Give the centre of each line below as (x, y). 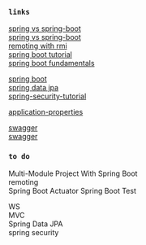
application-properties (46, 112)
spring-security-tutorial (47, 96)
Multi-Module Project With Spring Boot (73, 173)
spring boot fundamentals (52, 63)
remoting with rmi (38, 46)
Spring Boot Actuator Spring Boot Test (72, 190)
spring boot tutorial (41, 55)
